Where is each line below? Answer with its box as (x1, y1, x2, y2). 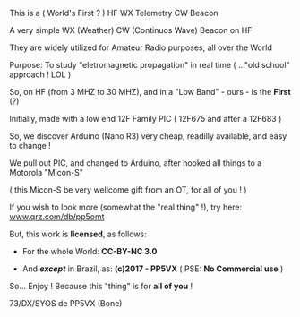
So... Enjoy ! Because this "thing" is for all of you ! (9, 281, 193, 291)
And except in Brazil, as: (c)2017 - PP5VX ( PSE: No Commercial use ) (21, 263, 284, 274)
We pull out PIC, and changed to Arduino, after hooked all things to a (9, 158, 262, 168)
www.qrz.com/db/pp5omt (9, 211, 105, 222)
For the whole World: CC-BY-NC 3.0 (21, 246, 158, 256)
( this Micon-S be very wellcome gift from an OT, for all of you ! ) (9, 184, 247, 195)
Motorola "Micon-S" (9, 167, 83, 177)
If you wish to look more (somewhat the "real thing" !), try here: (9, 201, 243, 212)
